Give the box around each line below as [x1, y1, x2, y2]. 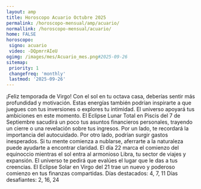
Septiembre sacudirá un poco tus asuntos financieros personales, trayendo [6, 118, 193, 126]
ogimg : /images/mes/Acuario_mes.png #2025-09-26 [6, 54, 128, 60]
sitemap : [6, 59, 28, 65]
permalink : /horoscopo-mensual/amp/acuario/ [6, 20, 120, 26]
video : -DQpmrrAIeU [8, 48, 58, 54]
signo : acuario [8, 43, 47, 49]
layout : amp [6, 8, 36, 15]
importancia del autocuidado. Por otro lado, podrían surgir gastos [6, 131, 169, 139]
